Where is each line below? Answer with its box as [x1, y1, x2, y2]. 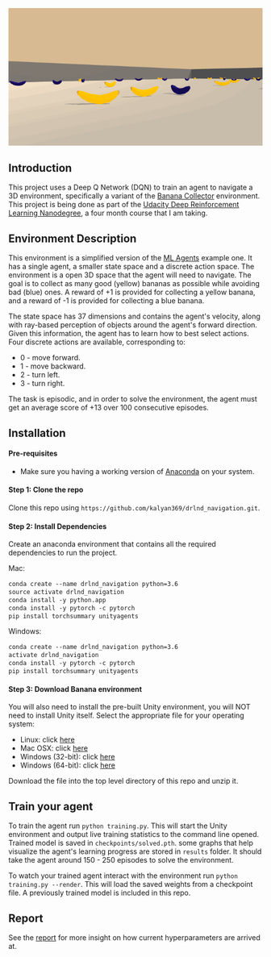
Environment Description [8, 231, 137, 245]
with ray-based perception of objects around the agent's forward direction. [8, 320, 258, 330]
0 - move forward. [19, 353, 81, 363]
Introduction [8, 161, 73, 175]
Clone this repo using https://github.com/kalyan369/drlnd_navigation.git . [8, 503, 261, 513]
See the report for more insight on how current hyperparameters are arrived [8, 933, 261, 942]
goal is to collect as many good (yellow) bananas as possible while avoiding [8, 279, 261, 289]
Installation [8, 426, 66, 439]
